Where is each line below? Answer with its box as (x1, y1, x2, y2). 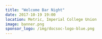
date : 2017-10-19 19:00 (5, 12, 56, 17)
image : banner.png (5, 21, 44, 27)
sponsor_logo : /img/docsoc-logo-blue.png (5, 26, 95, 31)
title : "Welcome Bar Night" (5, 7, 65, 13)
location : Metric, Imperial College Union (5, 17, 97, 22)
